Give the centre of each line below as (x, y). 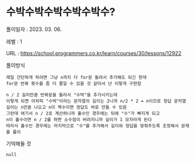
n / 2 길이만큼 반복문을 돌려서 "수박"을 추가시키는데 (62, 95)
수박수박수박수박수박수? (61, 12)
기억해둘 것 (19, 143)
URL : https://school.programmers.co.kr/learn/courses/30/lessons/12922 (94, 53)
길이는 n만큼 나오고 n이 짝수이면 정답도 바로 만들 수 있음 (67, 107)
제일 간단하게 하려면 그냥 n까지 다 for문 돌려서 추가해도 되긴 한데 (76, 77)
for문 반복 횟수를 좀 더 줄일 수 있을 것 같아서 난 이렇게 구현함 (74, 83)
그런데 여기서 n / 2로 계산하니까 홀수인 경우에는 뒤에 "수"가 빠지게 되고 (83, 113)
